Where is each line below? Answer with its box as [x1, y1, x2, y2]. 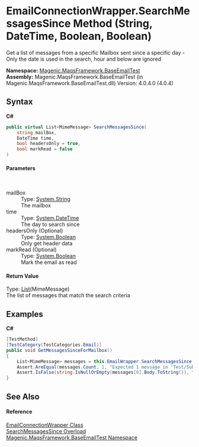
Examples [6, 309, 43, 319]
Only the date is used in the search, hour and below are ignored [6, 55, 162, 62]
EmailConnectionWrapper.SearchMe [6, 4, 191, 18]
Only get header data [21, 240, 73, 247]
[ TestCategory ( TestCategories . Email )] [6, 342, 102, 348]
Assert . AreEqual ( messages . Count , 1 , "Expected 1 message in [17, 364, 168, 370]
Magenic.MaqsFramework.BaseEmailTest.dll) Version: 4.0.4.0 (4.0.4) [6, 79, 174, 87]
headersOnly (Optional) [6, 227, 63, 234]
